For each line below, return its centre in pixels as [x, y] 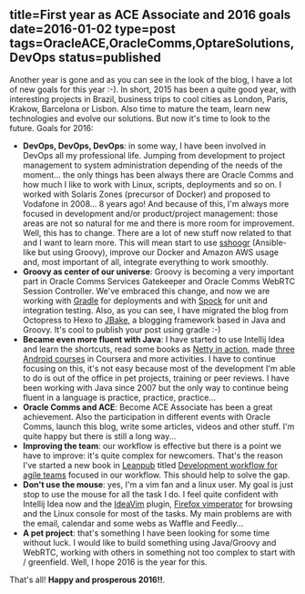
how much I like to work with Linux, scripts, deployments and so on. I [152, 184]
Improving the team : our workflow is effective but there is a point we [152, 445]
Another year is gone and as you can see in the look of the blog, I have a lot [151, 79]
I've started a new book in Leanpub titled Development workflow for [150, 465]
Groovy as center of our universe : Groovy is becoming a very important [158, 271]
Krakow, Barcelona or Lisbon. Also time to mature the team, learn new [140, 108]
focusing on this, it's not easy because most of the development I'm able [159, 368]
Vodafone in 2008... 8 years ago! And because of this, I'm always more [156, 203]
